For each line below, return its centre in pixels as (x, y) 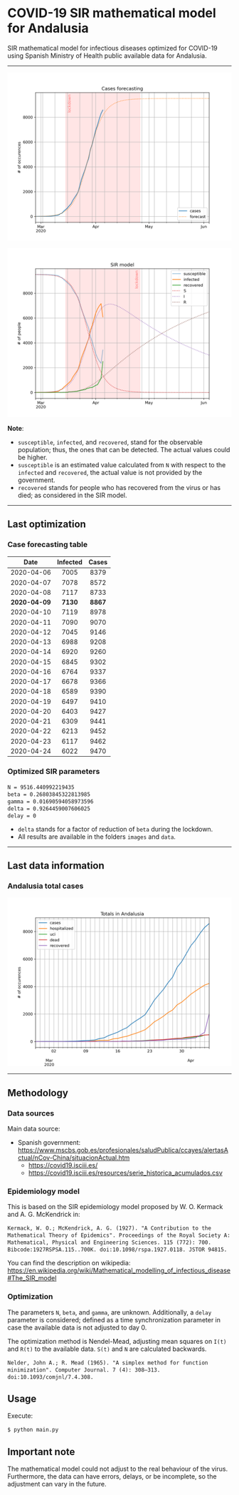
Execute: (20, 1416)
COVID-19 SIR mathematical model (112, 13)
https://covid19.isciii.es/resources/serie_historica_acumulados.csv (125, 1173)
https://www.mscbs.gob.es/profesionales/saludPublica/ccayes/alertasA (123, 1150)
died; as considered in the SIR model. (72, 495)
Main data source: (34, 1129)
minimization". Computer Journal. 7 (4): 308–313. (84, 1370)
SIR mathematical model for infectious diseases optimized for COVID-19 (113, 48)
